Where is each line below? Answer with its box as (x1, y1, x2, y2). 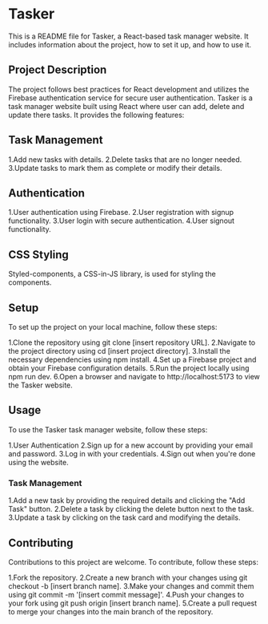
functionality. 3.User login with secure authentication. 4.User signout (8, 216, 234, 225)
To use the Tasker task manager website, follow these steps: (8, 424, 208, 434)
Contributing (8, 536, 74, 549)
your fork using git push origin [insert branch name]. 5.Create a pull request (8, 598, 258, 608)
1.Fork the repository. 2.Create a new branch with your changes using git (8, 573, 248, 582)
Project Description (8, 63, 107, 77)
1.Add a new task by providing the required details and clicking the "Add (8, 496, 246, 505)
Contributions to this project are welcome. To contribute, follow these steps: (8, 557, 258, 566)
